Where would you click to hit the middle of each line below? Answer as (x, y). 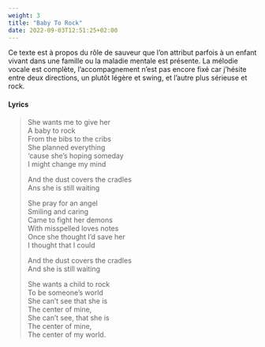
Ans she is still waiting (63, 187)
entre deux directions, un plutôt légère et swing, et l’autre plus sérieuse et (128, 78)
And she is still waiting (64, 269)
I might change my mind (67, 164)
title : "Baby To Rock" (45, 23)
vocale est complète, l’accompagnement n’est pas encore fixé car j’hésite (127, 70)
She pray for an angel (63, 203)
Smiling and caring (58, 211)
